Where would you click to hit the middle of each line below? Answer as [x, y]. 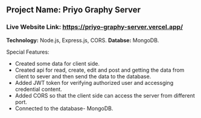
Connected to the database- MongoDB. [64, 108]
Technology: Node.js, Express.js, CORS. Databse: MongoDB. [83, 40]
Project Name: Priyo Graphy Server [73, 10]
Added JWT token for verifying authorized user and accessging [94, 82]
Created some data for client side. [57, 63]
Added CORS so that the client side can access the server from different [105, 95]
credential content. [38, 89]
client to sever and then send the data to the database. [83, 76]
